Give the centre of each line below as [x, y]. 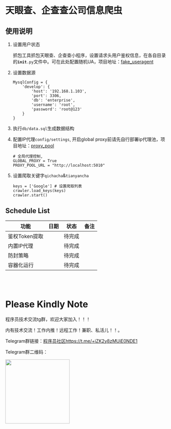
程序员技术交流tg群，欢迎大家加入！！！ [48, 319]
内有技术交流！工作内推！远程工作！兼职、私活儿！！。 [64, 330]
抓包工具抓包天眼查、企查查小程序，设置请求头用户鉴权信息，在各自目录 [89, 55]
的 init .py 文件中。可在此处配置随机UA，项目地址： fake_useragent [83, 62]
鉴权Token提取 [26, 236]
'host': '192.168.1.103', [59, 91]
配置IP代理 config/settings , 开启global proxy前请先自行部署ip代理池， [87, 139]
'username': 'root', [53, 105]
